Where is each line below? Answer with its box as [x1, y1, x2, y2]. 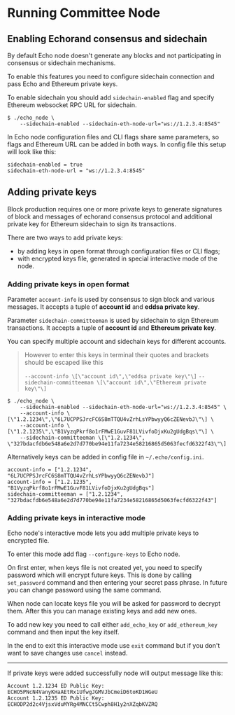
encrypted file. [7, 536, 50, 545]
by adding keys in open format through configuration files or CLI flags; [17, 247, 220, 255]
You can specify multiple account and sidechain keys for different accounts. [7, 338, 227, 346]
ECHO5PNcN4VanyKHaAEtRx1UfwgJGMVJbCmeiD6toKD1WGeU [7, 688, 158, 696]
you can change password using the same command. [7, 586, 162, 595]
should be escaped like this [24, 359, 104, 367]
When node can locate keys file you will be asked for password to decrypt [7, 599, 221, 608]
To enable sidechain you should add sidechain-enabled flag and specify [7, 93, 215, 102]
